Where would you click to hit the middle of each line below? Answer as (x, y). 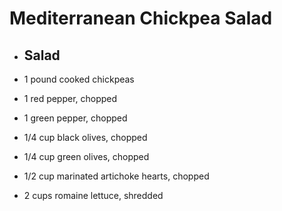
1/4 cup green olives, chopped (86, 156)
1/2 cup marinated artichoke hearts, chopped (116, 176)
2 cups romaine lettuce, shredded (93, 195)
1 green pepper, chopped (75, 118)
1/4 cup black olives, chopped (85, 137)
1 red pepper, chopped (70, 98)
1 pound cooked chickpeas (79, 79)
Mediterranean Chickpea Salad (141, 18)
